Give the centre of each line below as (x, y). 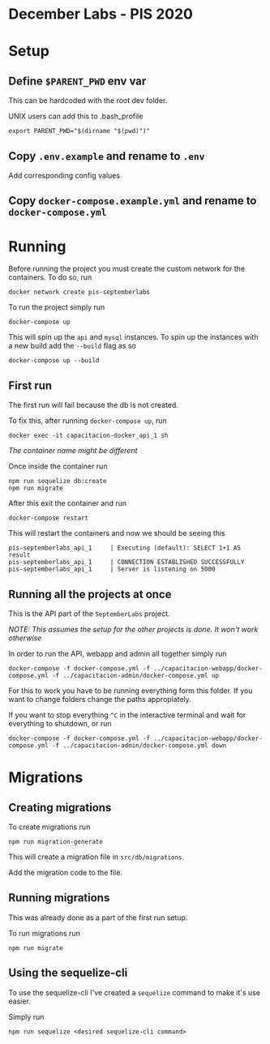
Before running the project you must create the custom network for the (127, 269)
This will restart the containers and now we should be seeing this (117, 533)
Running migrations (59, 898)
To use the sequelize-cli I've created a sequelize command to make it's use (135, 992)
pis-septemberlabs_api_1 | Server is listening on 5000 (112, 569)
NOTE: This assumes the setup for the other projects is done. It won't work (133, 629)
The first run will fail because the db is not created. (93, 405)
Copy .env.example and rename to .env (107, 156)
